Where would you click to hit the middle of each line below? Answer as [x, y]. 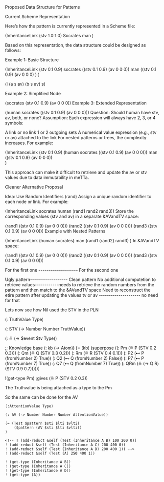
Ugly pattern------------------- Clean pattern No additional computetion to [81, 279]
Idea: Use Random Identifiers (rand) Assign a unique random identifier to [78, 196]
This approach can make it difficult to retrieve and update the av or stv [76, 172]
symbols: [14, 123]
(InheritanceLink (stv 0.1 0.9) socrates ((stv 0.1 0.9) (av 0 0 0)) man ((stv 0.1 [81, 69]
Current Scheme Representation [37, 16]
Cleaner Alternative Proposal [34, 187]
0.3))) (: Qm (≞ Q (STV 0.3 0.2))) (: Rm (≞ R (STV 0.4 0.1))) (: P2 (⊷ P [75, 353]
